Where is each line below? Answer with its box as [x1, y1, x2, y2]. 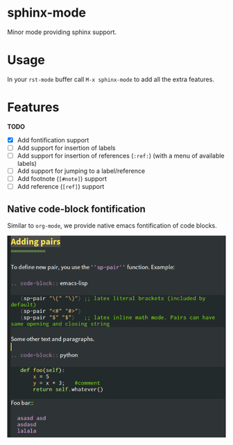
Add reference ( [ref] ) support [17, 183, 105, 191]
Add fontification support [17, 135, 89, 144]
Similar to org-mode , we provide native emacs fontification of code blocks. [7, 221, 217, 230]
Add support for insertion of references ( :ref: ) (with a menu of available [17, 151, 225, 160]
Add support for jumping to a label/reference [17, 167, 146, 175]
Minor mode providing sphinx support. [7, 28, 116, 36]
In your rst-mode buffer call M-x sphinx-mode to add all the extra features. [7, 75, 215, 83]
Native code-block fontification [7, 203, 146, 215]
